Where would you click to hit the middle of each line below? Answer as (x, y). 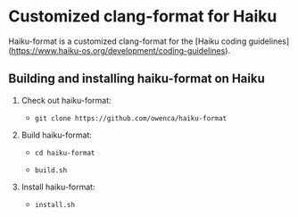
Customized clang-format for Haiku (143, 17)
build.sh (51, 170)
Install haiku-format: (58, 187)
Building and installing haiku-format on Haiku (137, 79)
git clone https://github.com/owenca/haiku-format (131, 118)
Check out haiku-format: (66, 100)
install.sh (55, 204)
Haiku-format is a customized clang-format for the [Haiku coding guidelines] (149, 41)
